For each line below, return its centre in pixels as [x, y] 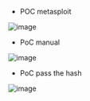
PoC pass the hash [51, 73]
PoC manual [40, 42]
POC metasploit [45, 12]
